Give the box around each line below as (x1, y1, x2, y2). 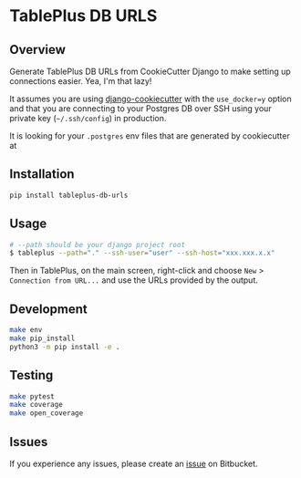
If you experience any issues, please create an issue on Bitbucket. (9, 458, 258, 469)
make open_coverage (9, 409, 84, 418)
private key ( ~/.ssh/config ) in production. (9, 113, 167, 123)
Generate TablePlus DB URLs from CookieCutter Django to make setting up (9, 66, 292, 77)
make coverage (9, 400, 64, 410)
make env (9, 326, 43, 335)
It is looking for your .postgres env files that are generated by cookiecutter (9, 130, 290, 141)
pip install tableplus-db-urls (9, 191, 129, 200)
